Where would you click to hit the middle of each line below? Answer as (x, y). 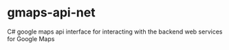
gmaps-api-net (51, 13)
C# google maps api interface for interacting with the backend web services (115, 32)
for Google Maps (31, 38)
